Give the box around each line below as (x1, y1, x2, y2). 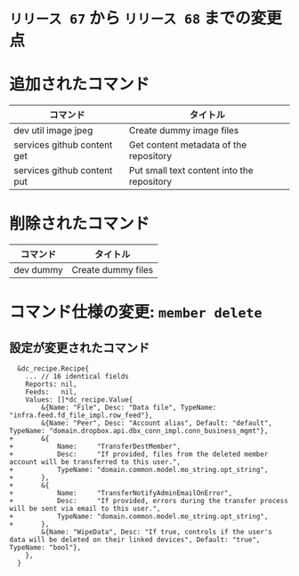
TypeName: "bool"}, (9, 543, 82, 552)
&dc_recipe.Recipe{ (17, 364, 90, 373)
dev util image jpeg (13, 124, 93, 137)
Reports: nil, (25, 380, 77, 389)
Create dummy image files (128, 124, 239, 137)
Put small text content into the (128, 164, 254, 177)
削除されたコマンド (9, 214, 150, 234)
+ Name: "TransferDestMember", (9, 442, 181, 452)
